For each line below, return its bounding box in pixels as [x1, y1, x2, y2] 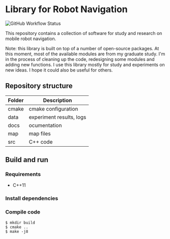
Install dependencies [5, 195, 59, 202]
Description [43, 96, 72, 104]
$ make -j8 [5, 229, 29, 234]
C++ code [29, 138, 53, 145]
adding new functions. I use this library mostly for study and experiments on [5, 61, 165, 67]
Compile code [5, 209, 41, 216]
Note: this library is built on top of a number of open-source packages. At [5, 45, 159, 51]
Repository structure [5, 82, 73, 90]
